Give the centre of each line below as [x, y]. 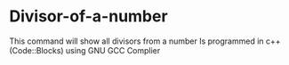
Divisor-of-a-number [88, 16]
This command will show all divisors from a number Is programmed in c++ [145, 41]
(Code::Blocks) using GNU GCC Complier [85, 50]
